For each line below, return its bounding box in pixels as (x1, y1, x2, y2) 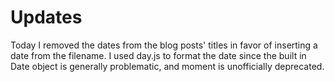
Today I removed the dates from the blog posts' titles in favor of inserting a (10, 39, 318, 51)
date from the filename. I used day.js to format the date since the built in (10, 49, 307, 61)
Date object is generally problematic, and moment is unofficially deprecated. (10, 60, 325, 72)
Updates (10, 6, 83, 29)
